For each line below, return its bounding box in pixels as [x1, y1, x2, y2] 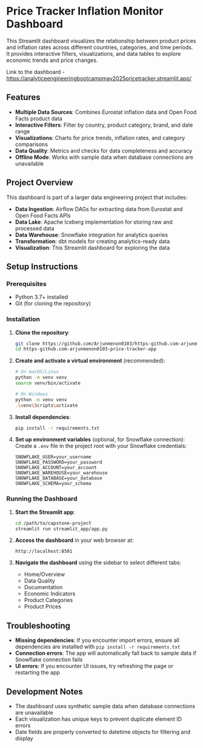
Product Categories [24, 596, 73, 604]
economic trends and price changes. [6, 56, 98, 64]
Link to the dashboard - [6, 68, 65, 75]
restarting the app [15, 669, 61, 676]
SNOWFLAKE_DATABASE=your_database [15, 475, 102, 481]
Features [6, 92, 41, 102]
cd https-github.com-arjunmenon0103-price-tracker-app [15, 346, 157, 352]
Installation [6, 315, 41, 324]
